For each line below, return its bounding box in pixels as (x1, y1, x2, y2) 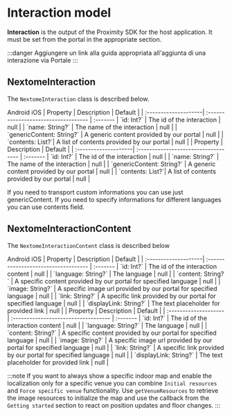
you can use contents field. (7, 203, 85, 211)
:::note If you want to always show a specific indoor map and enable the (7, 372, 213, 380)
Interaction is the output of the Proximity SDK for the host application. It (7, 28, 213, 36)
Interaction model (7, 5, 111, 21)
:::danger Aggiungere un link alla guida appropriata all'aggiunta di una (7, 49, 206, 57)
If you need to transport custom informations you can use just (7, 188, 184, 196)
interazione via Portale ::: (7, 56, 78, 64)
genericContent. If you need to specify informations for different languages (7, 195, 222, 203)
